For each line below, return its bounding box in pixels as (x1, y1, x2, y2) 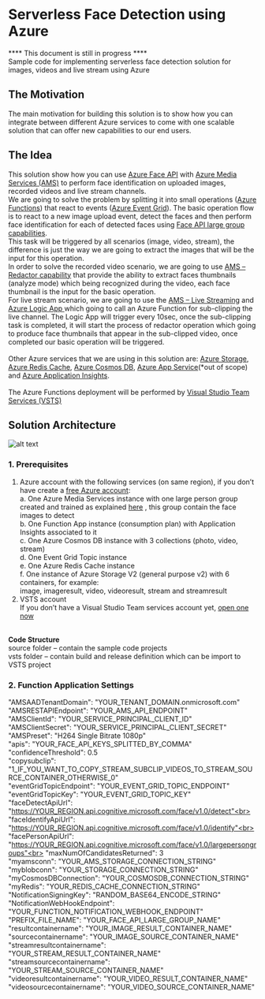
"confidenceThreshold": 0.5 (8, 747, 99, 757)
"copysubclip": (8, 755, 57, 766)
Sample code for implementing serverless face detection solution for (8, 57, 231, 66)
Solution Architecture (8, 418, 117, 431)
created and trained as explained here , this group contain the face (19, 502, 237, 512)
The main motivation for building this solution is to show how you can (8, 109, 233, 118)
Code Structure (8, 635, 60, 644)
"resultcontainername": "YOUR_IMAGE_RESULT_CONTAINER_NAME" (8, 923, 233, 933)
